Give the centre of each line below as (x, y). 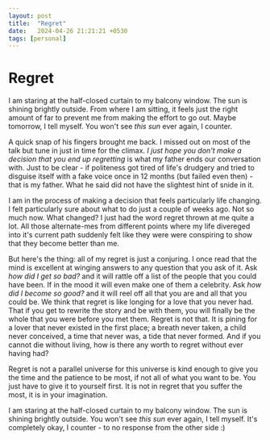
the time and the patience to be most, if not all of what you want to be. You (132, 378)
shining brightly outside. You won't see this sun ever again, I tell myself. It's (133, 419)
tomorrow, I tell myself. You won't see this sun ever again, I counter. (120, 127)
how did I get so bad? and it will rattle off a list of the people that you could (133, 276)
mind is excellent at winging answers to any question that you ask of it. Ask (133, 268)
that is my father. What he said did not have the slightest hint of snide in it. (131, 185)
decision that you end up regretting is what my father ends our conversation (135, 159)
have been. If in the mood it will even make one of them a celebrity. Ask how (135, 285)
